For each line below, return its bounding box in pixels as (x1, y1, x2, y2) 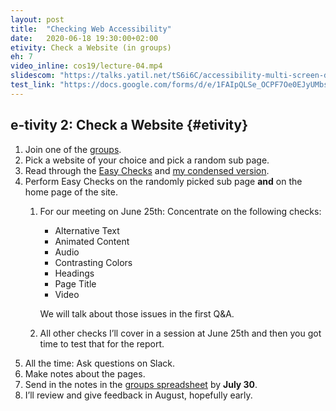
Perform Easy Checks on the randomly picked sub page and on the (24, 175, 303, 187)
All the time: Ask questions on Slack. (24, 357, 176, 369)
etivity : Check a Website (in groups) (10, 42, 172, 53)
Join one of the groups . (24, 143, 122, 155)
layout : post (10, 14, 65, 25)
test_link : (10, 80, 56, 90)
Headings (54, 267, 95, 279)
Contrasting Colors (54, 256, 133, 268)
